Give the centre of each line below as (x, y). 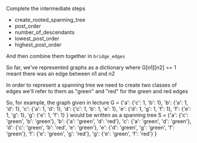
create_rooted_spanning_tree (50, 20)
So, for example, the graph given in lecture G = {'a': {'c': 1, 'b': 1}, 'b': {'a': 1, (97, 103)
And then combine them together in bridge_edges (66, 56)
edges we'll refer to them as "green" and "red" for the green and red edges (97, 91)
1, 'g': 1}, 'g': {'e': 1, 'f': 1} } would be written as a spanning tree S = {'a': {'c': (97, 115)
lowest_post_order (37, 38)
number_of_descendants (44, 32)
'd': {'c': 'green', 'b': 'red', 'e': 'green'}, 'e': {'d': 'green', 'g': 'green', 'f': (90, 127)
